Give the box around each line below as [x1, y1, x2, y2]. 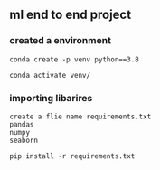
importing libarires [9, 91, 93, 104]
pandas [9, 119, 34, 129]
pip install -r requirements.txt [9, 151, 136, 161]
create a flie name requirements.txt [9, 112, 152, 121]
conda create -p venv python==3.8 [9, 54, 140, 64]
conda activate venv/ [9, 71, 91, 80]
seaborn [9, 136, 39, 145]
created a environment [9, 34, 111, 47]
